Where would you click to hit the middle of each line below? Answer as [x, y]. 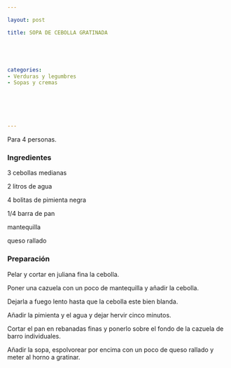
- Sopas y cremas [33, 83]
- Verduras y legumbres [42, 76]
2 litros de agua [30, 186]
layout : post [26, 20]
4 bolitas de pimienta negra [47, 200]
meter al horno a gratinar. [44, 357]
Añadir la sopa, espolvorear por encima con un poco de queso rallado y [111, 349]
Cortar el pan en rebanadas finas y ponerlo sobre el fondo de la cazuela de [115, 328]
